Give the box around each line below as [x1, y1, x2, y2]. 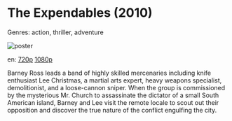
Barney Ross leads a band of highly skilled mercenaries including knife [7, 69, 212, 77]
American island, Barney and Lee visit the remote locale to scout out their [7, 98, 219, 106]
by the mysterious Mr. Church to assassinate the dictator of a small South [7, 91, 219, 99]
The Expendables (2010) [7, 5, 153, 21]
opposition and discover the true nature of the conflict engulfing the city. [7, 106, 217, 114]
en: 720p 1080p [7, 55, 53, 64]
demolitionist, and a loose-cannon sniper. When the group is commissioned [7, 83, 226, 92]
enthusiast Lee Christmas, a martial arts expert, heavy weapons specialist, [7, 76, 222, 85]
